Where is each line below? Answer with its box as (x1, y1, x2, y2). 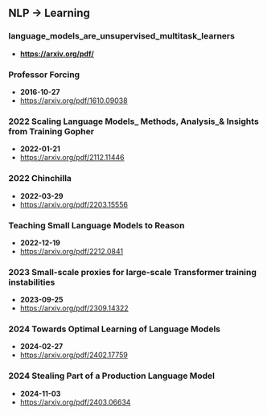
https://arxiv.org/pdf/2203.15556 (19, 199, 129, 209)
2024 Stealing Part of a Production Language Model (8, 370, 216, 381)
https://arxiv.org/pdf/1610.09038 (19, 96, 128, 105)
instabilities (8, 277, 55, 288)
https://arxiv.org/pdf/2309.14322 (19, 303, 129, 313)
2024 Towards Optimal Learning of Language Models (8, 323, 221, 335)
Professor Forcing (8, 68, 80, 80)
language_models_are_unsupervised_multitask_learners (8, 31, 236, 42)
